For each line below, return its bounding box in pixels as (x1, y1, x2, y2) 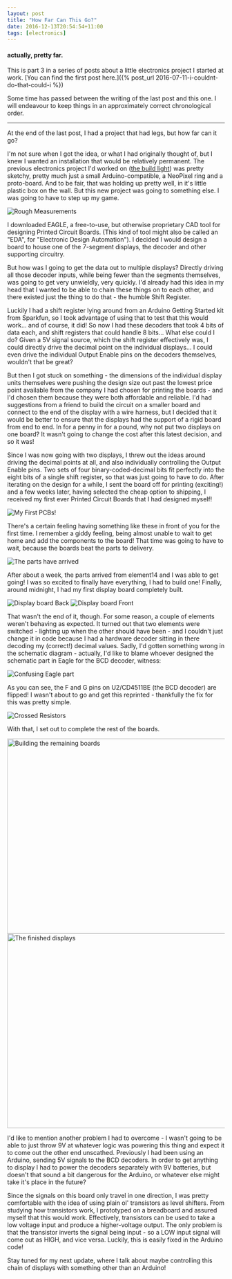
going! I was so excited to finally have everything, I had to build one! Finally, (7, 578, 222, 587)
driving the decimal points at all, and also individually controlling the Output (7, 458, 221, 467)
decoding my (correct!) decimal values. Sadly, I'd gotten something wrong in (7, 642, 225, 650)
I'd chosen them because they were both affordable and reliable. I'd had (7, 393, 212, 402)
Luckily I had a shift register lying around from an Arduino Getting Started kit (7, 306, 224, 315)
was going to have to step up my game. (7, 194, 119, 202)
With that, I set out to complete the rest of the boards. (7, 725, 160, 733)
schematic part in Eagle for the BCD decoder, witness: (7, 656, 162, 665)
